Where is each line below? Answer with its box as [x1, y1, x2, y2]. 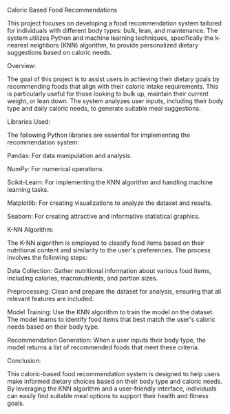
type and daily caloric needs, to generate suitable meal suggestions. [7, 105, 201, 112]
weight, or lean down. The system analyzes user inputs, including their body [7, 97, 224, 105]
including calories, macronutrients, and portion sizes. [7, 274, 158, 282]
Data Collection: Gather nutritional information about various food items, [7, 267, 211, 274]
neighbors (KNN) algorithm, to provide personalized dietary [30, 41, 198, 49]
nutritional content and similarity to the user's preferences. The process [7, 246, 211, 254]
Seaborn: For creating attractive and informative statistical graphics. [7, 213, 200, 220]
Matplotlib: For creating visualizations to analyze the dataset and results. [7, 199, 213, 207]
